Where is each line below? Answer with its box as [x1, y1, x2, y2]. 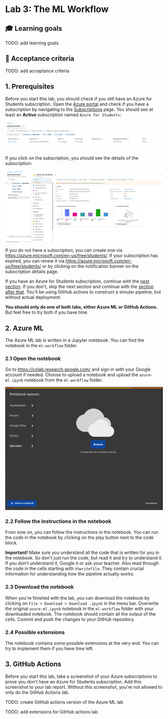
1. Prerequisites [5, 82, 54, 91]
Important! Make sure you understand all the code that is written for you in [5, 549, 159, 555]
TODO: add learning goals [5, 40, 59, 46]
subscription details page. [5, 268, 59, 274]
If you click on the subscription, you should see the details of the [5, 155, 138, 161]
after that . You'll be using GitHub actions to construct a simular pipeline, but [5, 289, 161, 295]
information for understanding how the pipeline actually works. [5, 571, 134, 577]
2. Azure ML [5, 324, 44, 332]
